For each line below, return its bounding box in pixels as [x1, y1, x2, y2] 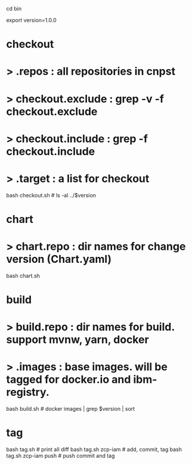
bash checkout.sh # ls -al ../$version [6, 191, 97, 199]
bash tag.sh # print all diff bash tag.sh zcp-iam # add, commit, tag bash [6, 446, 182, 453]
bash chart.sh [6, 272, 41, 279]
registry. [6, 386, 49, 399]
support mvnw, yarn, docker [6, 333, 149, 346]
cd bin [6, 5, 22, 12]
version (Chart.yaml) [6, 253, 112, 266]
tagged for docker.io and [6, 373, 131, 386]
